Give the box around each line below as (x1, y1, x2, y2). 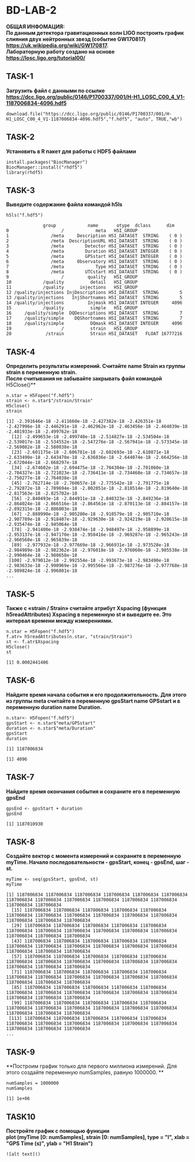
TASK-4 (6, 347, 35, 357)
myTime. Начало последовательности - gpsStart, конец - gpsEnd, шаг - (6, 859, 190, 866)
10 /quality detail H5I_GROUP (6, 279, 138, 286)
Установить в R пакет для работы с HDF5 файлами (6, 148, 136, 155)
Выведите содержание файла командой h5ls (6, 201, 123, 208)
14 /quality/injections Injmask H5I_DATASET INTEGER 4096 (6, 300, 183, 306)
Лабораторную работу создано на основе (6, 48, 115, 55)
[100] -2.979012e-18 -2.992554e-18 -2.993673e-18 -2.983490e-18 (8, 558, 169, 564)
